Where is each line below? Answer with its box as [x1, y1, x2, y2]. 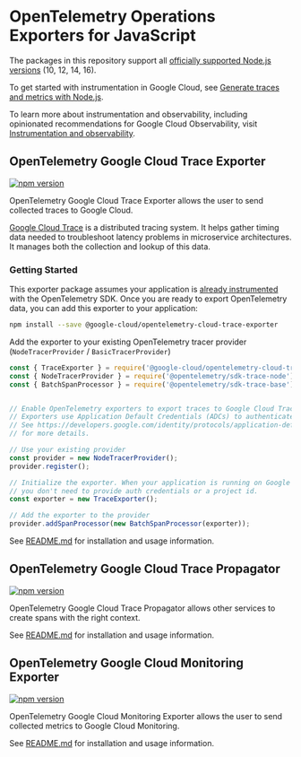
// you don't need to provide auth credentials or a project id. [9, 486, 258, 495]
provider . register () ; [9, 462, 90, 471]
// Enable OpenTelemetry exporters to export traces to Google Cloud [9, 404, 275, 413]
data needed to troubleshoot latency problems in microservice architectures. [9, 231, 292, 242]
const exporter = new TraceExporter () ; [9, 495, 159, 504]
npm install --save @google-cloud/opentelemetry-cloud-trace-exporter [9, 320, 279, 329]
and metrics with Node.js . [9, 91, 104, 102]
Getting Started [9, 263, 78, 275]
